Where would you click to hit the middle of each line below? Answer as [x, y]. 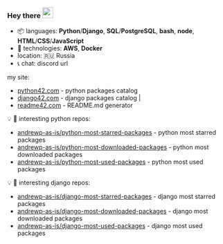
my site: [18, 77]
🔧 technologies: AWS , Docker [60, 48]
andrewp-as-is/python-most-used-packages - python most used [110, 162]
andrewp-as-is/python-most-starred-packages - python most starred [117, 133]
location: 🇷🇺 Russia [46, 56]
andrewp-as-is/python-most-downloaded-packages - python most [113, 147]
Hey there [24, 15]
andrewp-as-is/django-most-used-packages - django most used [110, 226]
